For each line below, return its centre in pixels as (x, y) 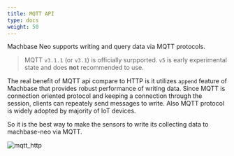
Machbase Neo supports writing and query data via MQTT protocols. (107, 47)
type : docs (23, 20)
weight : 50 (23, 27)
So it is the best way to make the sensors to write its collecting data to (108, 125)
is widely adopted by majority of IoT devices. (72, 111)
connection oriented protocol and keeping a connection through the (105, 96)
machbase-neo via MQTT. (45, 132)
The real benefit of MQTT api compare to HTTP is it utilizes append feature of (117, 81)
